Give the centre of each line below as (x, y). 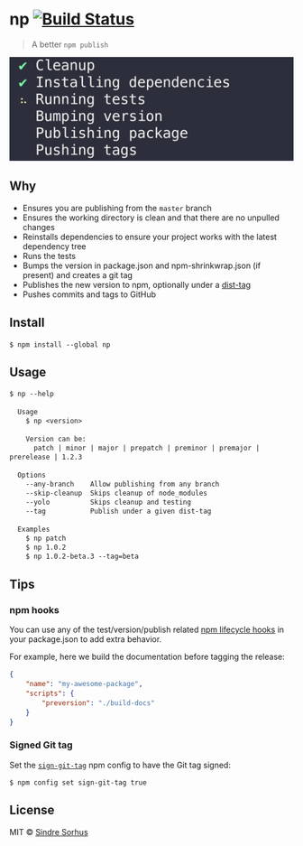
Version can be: (56, 439)
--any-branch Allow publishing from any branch (123, 484)
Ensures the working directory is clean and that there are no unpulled (151, 218)
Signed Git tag (41, 745)
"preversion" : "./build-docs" (98, 703)
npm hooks (35, 609)
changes (39, 227)
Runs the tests (49, 256)
